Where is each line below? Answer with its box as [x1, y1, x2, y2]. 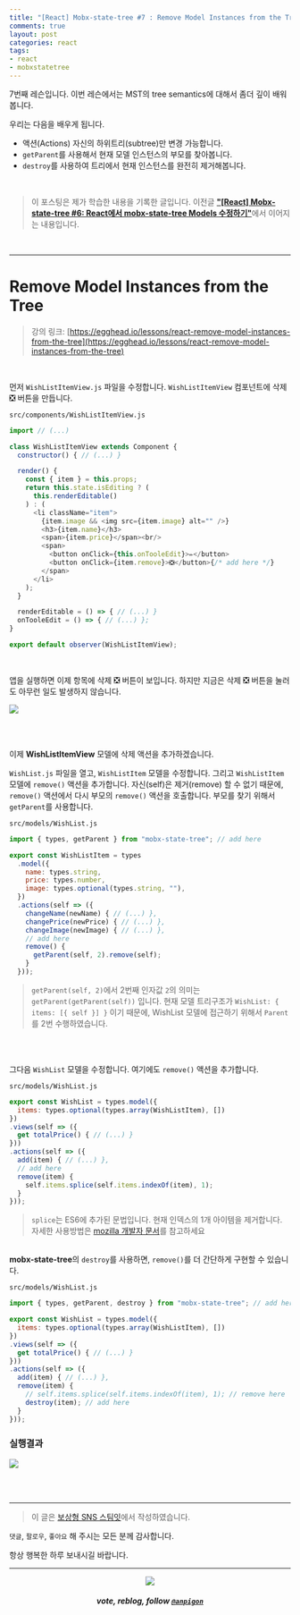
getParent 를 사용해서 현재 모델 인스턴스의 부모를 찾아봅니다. [21, 148, 233, 159]
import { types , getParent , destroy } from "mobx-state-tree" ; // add [9, 1298, 278, 1308]
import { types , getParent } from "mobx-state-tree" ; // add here [9, 834, 262, 843]
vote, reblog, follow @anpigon [96, 1595, 204, 1606]
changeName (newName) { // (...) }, [25, 909, 158, 917]
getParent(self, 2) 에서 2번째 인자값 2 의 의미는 [30, 985, 201, 995]
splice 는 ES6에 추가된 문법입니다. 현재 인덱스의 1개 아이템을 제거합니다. [30, 1214, 283, 1225]
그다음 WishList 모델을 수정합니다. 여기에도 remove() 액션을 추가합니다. [9, 1063, 259, 1074]
